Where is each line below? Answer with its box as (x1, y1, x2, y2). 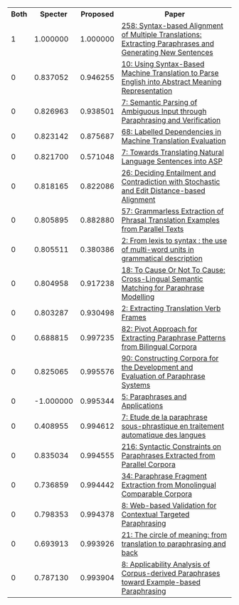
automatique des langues (121, 430, 206, 439)
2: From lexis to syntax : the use (121, 235, 228, 245)
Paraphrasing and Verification (121, 116, 221, 125)
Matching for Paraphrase (121, 283, 205, 293)
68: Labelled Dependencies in (121, 127, 222, 136)
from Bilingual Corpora (121, 342, 197, 352)
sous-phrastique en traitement (121, 421, 225, 431)
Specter (40, 9, 68, 19)
